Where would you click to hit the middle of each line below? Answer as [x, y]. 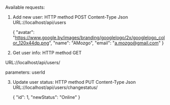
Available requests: [25, 7]
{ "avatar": [23, 32]
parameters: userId [25, 72]
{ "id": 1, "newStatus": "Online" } [46, 97]
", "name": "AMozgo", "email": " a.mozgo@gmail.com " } [106, 43]
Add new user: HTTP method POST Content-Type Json [70, 17]
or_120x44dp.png [31, 43]
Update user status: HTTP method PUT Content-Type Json [74, 82]
